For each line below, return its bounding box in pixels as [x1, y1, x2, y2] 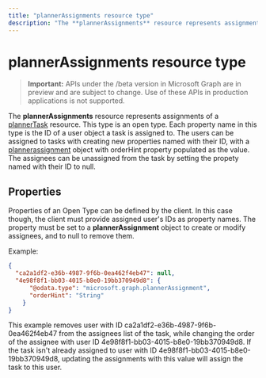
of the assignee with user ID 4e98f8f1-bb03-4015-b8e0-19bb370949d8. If [8, 338, 252, 347]
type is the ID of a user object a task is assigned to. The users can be [8, 128, 234, 138]
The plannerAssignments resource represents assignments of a [8, 112, 219, 121]
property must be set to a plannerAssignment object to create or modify [8, 223, 246, 232]
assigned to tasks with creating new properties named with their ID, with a [8, 136, 250, 147]
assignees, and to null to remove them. [8, 231, 135, 241]
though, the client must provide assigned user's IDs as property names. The [8, 215, 256, 224]
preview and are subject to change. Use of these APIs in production [27, 88, 249, 97]
